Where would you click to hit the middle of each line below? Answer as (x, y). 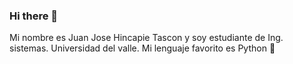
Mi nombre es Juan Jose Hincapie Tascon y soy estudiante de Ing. (146, 38)
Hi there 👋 (34, 16)
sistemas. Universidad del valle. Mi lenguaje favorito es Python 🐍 (142, 48)
